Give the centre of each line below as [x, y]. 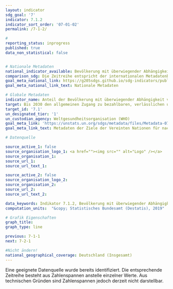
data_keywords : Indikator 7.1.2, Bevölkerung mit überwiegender [76, 203]
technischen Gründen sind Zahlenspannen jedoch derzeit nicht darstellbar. [84, 281]
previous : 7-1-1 [23, 237]
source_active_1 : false [31, 147]
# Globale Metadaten [28, 95]
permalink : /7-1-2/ [26, 29]
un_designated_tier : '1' [32, 114]
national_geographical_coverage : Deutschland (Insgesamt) [69, 255]
